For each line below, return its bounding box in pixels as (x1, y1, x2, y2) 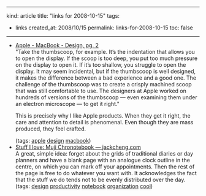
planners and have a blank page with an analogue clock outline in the (15, 157, 190, 164)
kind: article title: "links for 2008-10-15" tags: (6, 12, 120, 19)
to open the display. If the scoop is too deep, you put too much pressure (15, 55, 198, 62)
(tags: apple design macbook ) (15, 137, 91, 144)
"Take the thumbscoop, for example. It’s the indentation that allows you (15, 48, 195, 55)
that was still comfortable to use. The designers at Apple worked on (15, 87, 187, 94)
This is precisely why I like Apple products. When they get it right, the (15, 112, 191, 119)
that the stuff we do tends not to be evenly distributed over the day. (15, 176, 186, 183)
